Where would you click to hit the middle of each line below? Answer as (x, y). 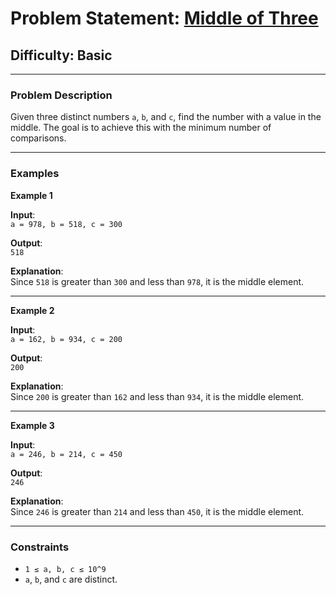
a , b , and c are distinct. (71, 579)
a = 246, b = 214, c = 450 (66, 454)
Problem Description (61, 95)
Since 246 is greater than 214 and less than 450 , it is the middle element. (157, 511)
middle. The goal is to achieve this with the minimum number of (141, 128)
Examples (35, 174)
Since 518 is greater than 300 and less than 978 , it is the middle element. (157, 281)
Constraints (40, 547)
